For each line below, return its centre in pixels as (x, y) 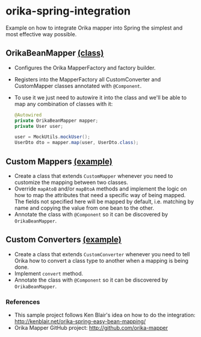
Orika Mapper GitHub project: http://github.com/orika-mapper (91, 328)
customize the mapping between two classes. (71, 182)
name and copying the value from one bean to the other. (84, 208)
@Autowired (28, 115)
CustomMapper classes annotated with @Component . (78, 86)
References (23, 301)
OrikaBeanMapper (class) (55, 53)
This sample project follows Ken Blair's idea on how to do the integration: (105, 315)
